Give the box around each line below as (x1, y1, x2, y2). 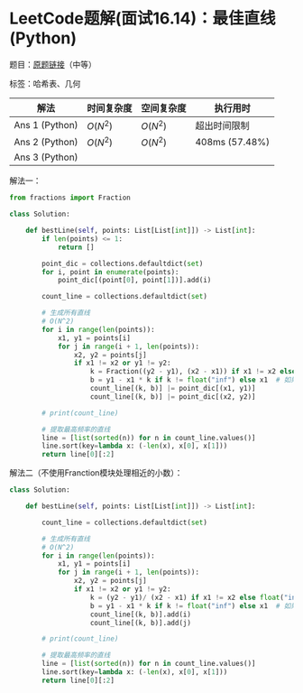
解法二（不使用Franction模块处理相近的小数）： (9, 467, 183, 478)
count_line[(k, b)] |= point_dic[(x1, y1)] (89, 384, 256, 393)
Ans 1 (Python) (14, 118, 78, 131)
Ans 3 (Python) (14, 151, 78, 163)
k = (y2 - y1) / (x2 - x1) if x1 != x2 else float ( (89, 593, 284, 602)
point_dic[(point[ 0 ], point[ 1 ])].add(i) (57, 276, 212, 285)
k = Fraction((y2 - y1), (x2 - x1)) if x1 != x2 (89, 367, 277, 376)
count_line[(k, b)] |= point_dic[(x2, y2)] (89, 392, 256, 402)
